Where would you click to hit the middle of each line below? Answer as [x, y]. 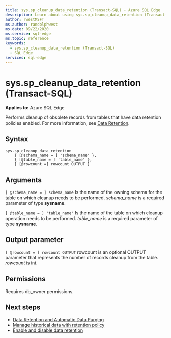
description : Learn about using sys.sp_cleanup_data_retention [74, 15]
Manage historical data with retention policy [59, 325]
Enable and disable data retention [48, 330]
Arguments [24, 180]
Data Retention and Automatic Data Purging [58, 320]
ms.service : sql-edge [28, 34]
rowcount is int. [21, 263]
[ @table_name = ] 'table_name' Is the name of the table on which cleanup [84, 213]
